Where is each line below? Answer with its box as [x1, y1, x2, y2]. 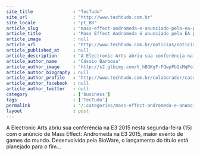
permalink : [6, 102, 76, 109]
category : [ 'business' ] [6, 91, 111, 97]
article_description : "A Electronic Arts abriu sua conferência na [6, 53, 193, 59]
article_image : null [6, 36, 89, 42]
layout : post [6, 108, 89, 114]
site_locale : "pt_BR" [6, 20, 97, 26]
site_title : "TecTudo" [6, 8, 102, 15]
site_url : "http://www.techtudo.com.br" [6, 14, 153, 20]
